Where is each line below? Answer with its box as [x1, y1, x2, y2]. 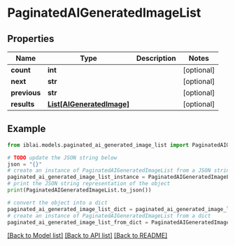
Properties [7, 33, 55, 45]
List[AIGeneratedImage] [48, 99, 130, 109]
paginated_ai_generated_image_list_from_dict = [7, 219, 149, 226]
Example [7, 123, 46, 135]
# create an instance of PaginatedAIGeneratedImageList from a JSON [7, 167, 211, 174]
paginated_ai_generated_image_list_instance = [7, 173, 145, 181]
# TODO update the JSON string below [7, 154, 117, 161]
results [10, 99, 35, 109]
